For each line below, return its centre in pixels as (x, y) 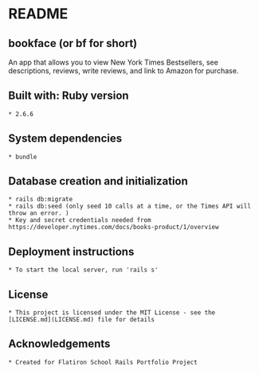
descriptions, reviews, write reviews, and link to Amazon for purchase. (124, 71)
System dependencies (65, 139)
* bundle (23, 157)
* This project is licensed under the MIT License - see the (112, 313)
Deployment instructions (71, 251)
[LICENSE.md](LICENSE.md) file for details (82, 320)
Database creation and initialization (98, 181)
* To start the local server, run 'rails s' (83, 270)
